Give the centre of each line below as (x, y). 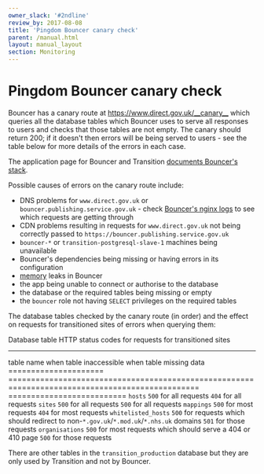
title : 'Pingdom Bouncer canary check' (73, 30)
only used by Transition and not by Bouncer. (80, 461)
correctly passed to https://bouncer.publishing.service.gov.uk (124, 234)
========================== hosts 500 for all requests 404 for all (125, 395)
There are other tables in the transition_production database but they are (128, 453)
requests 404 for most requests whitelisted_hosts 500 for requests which (126, 412)
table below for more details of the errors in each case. (97, 146)
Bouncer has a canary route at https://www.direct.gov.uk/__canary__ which (129, 113)
